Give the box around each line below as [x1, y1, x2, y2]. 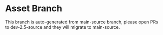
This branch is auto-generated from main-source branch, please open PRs [5, 19, 159, 25]
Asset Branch [5, 3, 62, 14]
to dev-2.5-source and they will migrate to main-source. [5, 24, 120, 30]
